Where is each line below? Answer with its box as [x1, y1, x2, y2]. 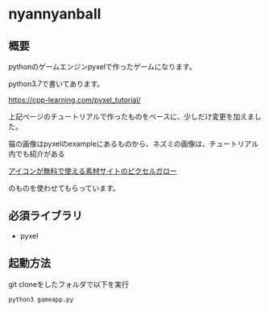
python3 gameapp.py [8, 295, 74, 303]
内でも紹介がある [8, 149, 65, 158]
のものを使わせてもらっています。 [8, 183, 121, 193]
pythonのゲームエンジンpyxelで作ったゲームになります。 [8, 62, 197, 71]
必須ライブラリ [8, 209, 83, 223]
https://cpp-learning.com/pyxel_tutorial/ [8, 95, 141, 105]
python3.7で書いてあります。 [8, 79, 105, 89]
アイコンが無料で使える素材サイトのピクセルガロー [8, 166, 177, 176]
